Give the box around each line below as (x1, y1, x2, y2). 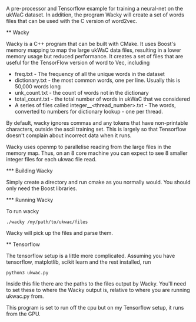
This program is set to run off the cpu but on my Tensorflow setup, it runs (6, 304, 184, 311)
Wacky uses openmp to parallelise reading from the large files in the (6, 144, 172, 150)
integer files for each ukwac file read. (6, 156, 97, 162)
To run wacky (6, 208, 39, 214)
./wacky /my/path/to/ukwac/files (6, 219, 88, 225)
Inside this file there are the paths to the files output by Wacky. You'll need (6, 280, 187, 287)
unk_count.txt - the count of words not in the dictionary (14, 89, 149, 96)
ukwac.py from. (6, 293, 44, 300)
